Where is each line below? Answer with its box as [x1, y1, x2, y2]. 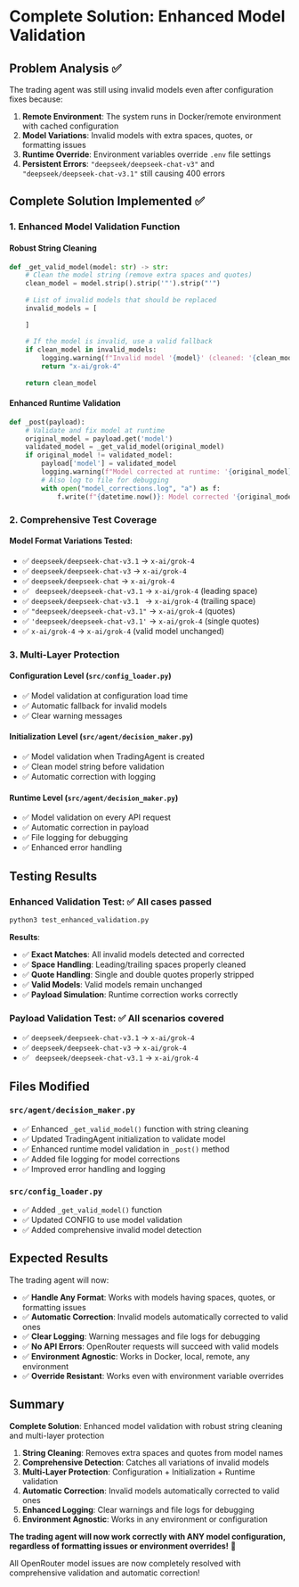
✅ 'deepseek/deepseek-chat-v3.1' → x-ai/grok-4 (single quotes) [21, 616, 260, 626]
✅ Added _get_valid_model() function [21, 1204, 163, 1215]
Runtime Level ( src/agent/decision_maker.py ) [9, 792, 179, 803]
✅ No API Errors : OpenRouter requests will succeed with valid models [21, 1341, 279, 1351]
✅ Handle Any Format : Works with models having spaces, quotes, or [21, 1292, 276, 1302]
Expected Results [9, 1251, 109, 1266]
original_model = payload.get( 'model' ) [25, 434, 174, 443]
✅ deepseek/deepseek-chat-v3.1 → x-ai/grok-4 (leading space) [21, 585, 258, 596]
